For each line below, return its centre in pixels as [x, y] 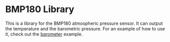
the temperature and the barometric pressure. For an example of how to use [85, 28]
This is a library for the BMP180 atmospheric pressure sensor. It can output [84, 23]
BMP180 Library [40, 9]
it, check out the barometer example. [44, 34]
